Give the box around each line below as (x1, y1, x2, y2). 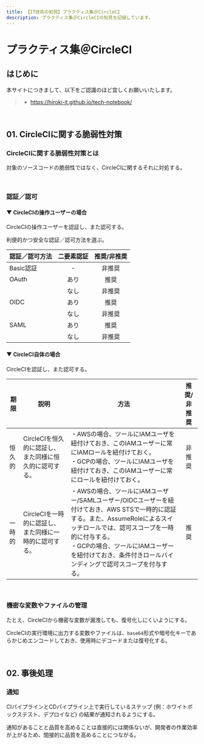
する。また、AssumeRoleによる (70, 514, 161, 522)
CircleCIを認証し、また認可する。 (6, 365, 90, 373)
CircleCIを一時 (23, 510, 65, 518)
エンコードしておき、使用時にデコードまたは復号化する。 (27, 637, 171, 644)
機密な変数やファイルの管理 (6, 601, 87, 609)
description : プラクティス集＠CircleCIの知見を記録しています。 (6, 15, 153, 21)
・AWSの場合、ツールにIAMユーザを (70, 430, 175, 438)
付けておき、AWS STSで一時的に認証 (70, 505, 177, 513)
